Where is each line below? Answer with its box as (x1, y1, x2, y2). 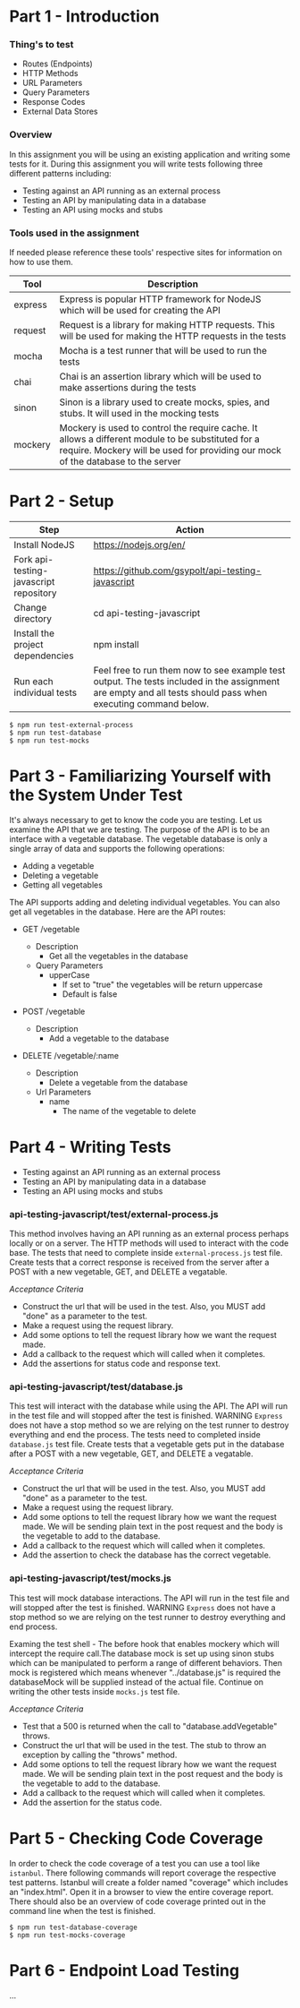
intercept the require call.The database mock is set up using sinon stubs (9, 1648, 275, 1659)
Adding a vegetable (21, 860, 95, 871)
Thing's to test (9, 39, 74, 51)
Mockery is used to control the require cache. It (59, 422, 258, 434)
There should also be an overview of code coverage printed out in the (9, 1896, 266, 1907)
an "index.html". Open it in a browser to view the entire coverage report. (9, 1886, 274, 1897)
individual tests (13, 687, 78, 699)
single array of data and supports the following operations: (9, 843, 225, 854)
